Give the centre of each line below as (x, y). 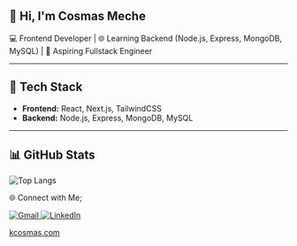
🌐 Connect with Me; (46, 198)
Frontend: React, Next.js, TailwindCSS (91, 108)
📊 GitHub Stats (52, 155)
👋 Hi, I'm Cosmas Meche (77, 16)
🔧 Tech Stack (46, 87)
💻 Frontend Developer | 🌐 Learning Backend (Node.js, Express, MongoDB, (146, 38)
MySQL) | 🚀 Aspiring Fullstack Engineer (81, 50)
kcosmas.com (34, 233)
